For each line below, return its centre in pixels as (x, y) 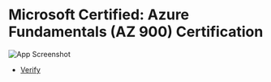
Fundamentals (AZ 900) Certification (136, 32)
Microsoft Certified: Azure (99, 15)
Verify (30, 69)
